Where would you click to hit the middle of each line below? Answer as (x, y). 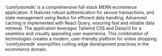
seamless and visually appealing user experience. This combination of (77, 33)
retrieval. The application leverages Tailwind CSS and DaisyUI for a (73, 28)
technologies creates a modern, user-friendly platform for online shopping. (81, 39)
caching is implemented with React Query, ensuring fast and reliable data (80, 23)
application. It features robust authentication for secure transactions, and (80, 12)
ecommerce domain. (26, 49)
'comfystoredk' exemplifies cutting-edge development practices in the (77, 44)
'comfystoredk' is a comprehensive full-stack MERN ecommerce (71, 7)
